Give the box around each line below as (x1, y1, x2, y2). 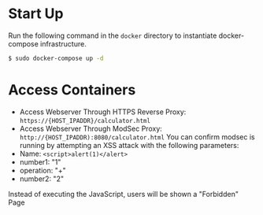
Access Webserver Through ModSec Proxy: (19, 124, 163, 133)
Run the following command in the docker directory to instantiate (8, 31, 217, 40)
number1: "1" (19, 157, 61, 166)
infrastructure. (40, 39, 87, 48)
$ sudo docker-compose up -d (8, 54, 104, 62)
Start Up (8, 5, 64, 23)
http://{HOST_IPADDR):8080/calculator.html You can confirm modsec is (19, 132, 255, 142)
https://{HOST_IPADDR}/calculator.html (19, 117, 151, 124)
